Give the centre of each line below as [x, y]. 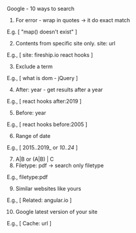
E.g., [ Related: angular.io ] [39, 200]
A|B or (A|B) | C [35, 159]
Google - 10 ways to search [41, 9]
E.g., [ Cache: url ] [29, 223]
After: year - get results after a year [59, 90]
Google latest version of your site [56, 212]
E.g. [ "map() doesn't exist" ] [42, 32]
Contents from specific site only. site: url [65, 43]
